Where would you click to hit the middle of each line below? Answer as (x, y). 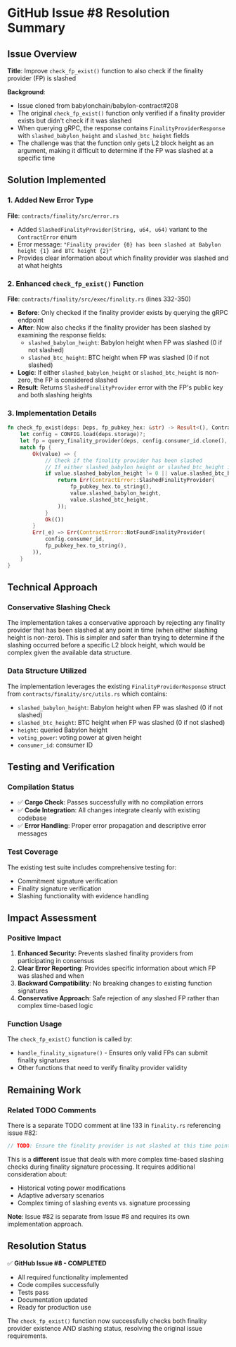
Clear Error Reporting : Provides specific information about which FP (117, 968)
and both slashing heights (55, 395)
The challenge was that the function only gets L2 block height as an (116, 143)
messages (32, 833)
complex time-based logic (55, 1006)
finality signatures (43, 1060)
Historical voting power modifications (72, 1188)
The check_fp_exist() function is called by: (70, 1039)
